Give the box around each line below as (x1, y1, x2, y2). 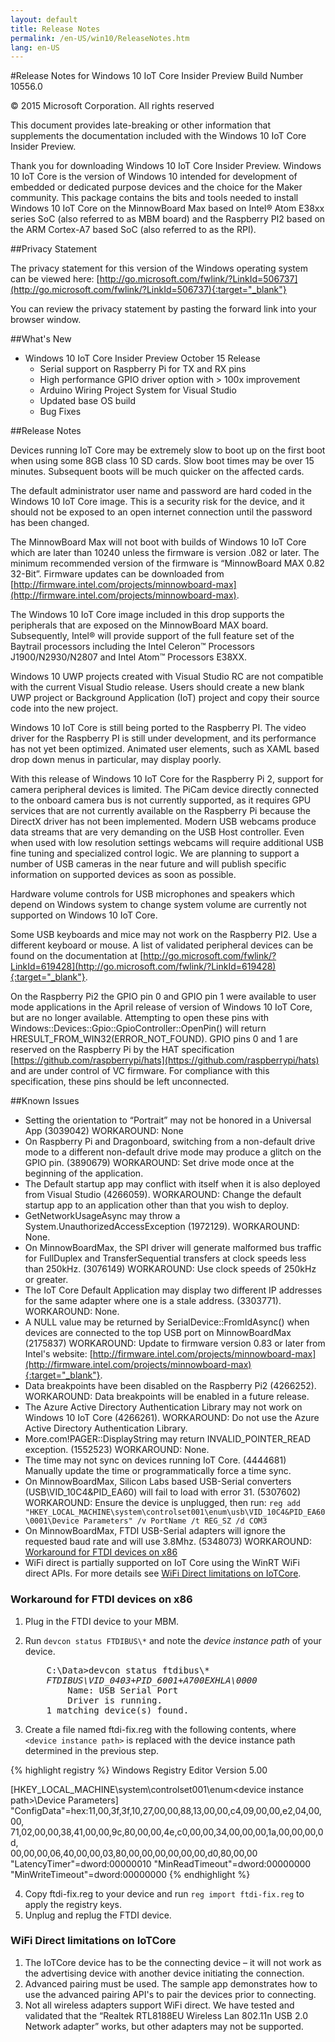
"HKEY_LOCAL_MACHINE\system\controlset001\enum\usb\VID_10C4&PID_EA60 (24, 1507, 326, 1518)
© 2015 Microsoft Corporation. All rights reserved (10, 100, 215, 112)
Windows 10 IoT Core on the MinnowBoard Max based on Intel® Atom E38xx (10, 202, 325, 215)
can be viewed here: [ (10, 273, 100, 285)
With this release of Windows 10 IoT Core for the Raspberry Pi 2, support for (10, 773, 324, 785)
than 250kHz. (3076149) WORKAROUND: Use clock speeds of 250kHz (24, 1263, 317, 1275)
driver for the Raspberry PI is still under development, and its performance (10, 732, 317, 745)
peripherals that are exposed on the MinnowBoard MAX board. (10, 619, 269, 631)
